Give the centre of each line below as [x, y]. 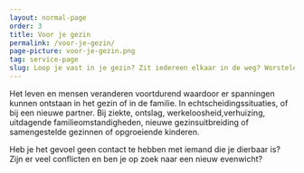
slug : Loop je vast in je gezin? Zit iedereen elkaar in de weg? [135, 68]
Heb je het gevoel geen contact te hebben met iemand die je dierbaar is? [145, 149]
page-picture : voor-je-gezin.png [72, 51]
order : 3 [26, 26]
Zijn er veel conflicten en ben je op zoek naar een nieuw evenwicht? [136, 159]
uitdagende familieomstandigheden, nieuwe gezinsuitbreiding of [129, 122]
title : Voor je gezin [50, 34]
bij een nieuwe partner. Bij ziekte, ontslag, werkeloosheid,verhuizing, [137, 113]
